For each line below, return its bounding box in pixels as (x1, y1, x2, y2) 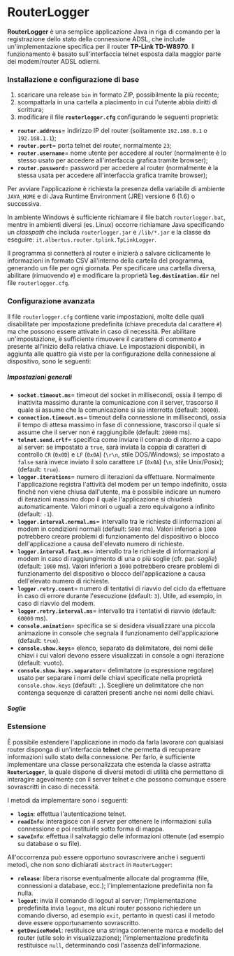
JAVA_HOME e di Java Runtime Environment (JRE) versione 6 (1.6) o (7, 192, 196, 200)
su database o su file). (17, 839, 82, 847)
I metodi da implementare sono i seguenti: (7, 796, 128, 804)
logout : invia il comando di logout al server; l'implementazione (17, 896, 197, 904)
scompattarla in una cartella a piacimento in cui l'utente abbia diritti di (17, 98, 218, 106)
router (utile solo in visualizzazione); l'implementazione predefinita (17, 933, 209, 942)
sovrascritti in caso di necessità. (7, 782, 100, 791)
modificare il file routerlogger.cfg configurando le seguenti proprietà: (17, 113, 219, 121)
